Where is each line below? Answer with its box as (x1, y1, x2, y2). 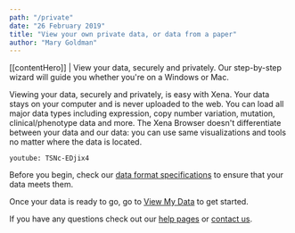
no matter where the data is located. (9, 137, 143, 147)
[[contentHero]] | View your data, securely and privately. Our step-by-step (9, 62, 283, 73)
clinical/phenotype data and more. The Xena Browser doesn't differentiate (9, 118, 282, 129)
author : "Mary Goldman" (9, 37, 98, 47)
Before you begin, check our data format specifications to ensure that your (9, 170, 283, 180)
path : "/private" (9, 12, 74, 22)
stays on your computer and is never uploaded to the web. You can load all (9, 99, 284, 110)
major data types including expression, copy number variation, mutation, (9, 108, 275, 119)
